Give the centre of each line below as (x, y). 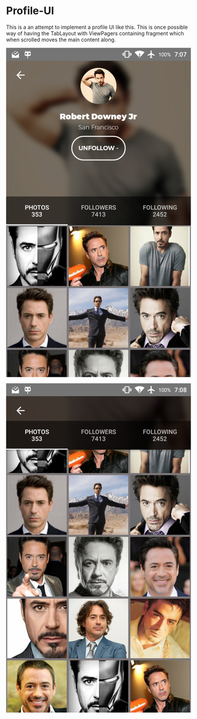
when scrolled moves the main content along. (61, 39)
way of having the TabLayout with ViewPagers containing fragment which (95, 33)
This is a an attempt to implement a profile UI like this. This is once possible (97, 27)
